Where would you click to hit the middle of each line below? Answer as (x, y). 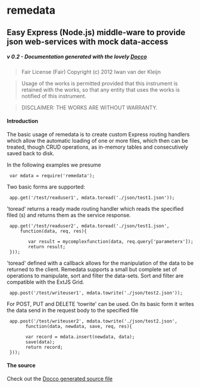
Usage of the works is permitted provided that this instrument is (99, 83)
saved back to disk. (31, 153)
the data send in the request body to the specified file (73, 310)
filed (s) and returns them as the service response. (69, 215)
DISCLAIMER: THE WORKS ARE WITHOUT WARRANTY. (90, 107)
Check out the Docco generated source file (60, 378)
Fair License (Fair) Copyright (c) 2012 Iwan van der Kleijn (91, 71)
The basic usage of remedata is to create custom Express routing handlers (98, 134)
